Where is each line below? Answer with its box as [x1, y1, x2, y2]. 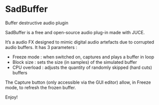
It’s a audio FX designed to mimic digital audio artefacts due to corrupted [5, 39, 155, 45]
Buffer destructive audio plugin [5, 20, 69, 26]
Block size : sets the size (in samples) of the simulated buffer [12, 59, 138, 65]
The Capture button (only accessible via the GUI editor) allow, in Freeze [5, 79, 152, 85]
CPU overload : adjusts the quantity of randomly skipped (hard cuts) [12, 64, 153, 70]
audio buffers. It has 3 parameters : [5, 44, 78, 50]
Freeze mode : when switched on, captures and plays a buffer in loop [12, 53, 155, 60]
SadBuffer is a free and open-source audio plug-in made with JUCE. [5, 29, 145, 35]
